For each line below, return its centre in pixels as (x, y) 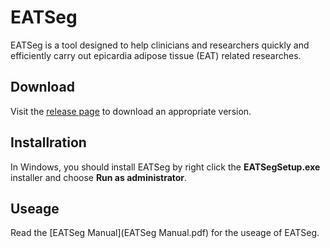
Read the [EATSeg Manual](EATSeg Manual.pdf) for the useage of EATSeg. (165, 233)
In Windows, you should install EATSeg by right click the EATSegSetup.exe (165, 167)
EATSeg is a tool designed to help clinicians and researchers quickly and (160, 45)
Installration (48, 142)
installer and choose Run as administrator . (99, 177)
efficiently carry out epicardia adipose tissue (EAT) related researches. (156, 55)
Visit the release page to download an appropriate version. (131, 111)
